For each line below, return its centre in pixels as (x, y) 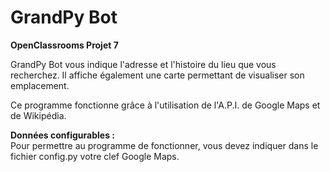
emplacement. (40, 85)
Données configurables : (62, 135)
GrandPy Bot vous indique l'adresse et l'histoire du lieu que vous (143, 64)
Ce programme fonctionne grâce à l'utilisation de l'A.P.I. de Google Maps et (165, 105)
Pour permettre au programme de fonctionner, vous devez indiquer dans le (164, 145)
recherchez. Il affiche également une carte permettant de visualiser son (157, 75)
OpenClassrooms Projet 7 (64, 45)
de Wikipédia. (38, 115)
